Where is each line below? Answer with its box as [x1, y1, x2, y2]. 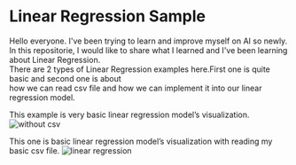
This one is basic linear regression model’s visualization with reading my [9, 136, 273, 146]
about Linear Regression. [9, 54, 101, 65]
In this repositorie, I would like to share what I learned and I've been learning [9, 44, 288, 55]
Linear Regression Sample [9, 6, 206, 27]
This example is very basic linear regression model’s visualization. [9, 109, 250, 120]
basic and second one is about [9, 73, 121, 83]
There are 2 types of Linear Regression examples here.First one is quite [9, 64, 270, 75]
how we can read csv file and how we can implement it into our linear [9, 82, 262, 93]
